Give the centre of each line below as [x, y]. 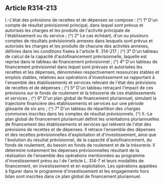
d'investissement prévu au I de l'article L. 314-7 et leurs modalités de [74, 160]
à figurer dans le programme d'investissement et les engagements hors [77, 171]
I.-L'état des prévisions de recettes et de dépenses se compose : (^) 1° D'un [82, 20]
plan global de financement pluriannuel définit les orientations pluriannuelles [82, 119]
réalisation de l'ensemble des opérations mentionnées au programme [75, 155]
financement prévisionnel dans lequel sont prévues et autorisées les [74, 67]
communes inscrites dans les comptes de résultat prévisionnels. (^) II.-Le [79, 114]
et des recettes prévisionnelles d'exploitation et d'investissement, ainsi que [81, 134]
